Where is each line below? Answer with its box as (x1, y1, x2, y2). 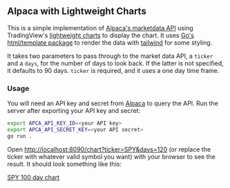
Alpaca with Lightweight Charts (7, 6, 146, 17)
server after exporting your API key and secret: (7, 107, 140, 115)
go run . (7, 132, 32, 140)
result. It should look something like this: (7, 160, 122, 168)
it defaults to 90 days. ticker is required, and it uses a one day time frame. (7, 66, 220, 74)
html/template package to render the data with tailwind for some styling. (7, 38, 213, 47)
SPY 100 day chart (7, 173, 60, 181)
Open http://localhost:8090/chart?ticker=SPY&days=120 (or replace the (7, 145, 211, 154)
